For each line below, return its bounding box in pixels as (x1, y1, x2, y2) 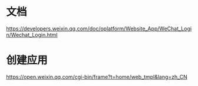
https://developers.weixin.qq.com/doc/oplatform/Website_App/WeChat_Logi (6, 25, 192, 32)
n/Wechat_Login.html (6, 31, 58, 38)
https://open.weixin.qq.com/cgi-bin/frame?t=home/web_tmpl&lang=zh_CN (6, 73, 187, 80)
